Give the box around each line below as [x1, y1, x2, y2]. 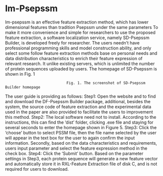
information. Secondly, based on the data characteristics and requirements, [5, 140, 158, 146]
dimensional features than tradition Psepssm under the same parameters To [5, 24, 158, 30]
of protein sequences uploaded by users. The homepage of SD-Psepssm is [5, 66, 158, 71]
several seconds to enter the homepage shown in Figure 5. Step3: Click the [5, 124, 157, 130]
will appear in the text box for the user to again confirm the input [5, 135, 135, 141]
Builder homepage [5, 85, 41, 89]
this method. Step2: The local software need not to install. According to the [5, 114, 157, 120]
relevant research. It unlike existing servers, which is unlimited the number [5, 61, 155, 66]
